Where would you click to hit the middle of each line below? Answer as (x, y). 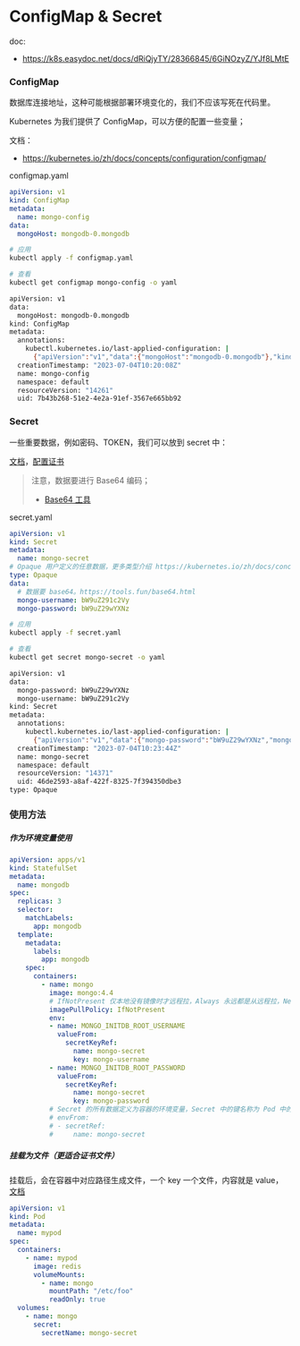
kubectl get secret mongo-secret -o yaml (87, 658)
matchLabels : (50, 918)
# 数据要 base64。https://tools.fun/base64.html (107, 592)
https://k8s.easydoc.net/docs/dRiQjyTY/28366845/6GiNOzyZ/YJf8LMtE (156, 58)
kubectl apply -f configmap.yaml (71, 258)
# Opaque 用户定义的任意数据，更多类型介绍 (80, 567)
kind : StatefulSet (43, 868)
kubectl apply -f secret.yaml (66, 633)
